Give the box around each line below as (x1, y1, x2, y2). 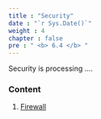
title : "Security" (8, 11, 74, 20)
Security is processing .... (8, 64, 93, 73)
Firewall (19, 102, 47, 112)
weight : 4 (8, 27, 45, 35)
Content (8, 84, 42, 95)
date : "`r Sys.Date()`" (8, 19, 92, 27)
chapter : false (8, 34, 63, 43)
